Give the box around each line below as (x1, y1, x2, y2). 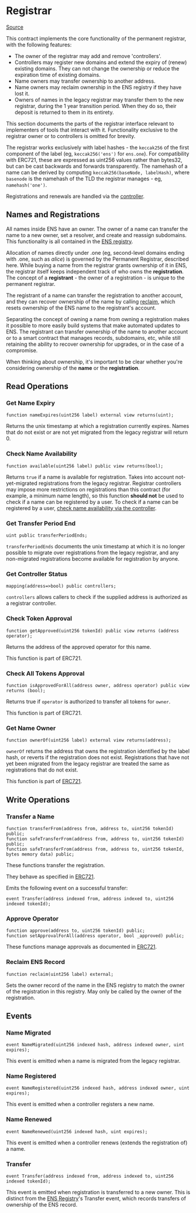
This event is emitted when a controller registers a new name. (6, 1101, 155, 1108)
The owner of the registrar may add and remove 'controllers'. (14, 52, 162, 59)
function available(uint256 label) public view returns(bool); (6, 463, 164, 469)
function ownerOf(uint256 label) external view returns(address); (6, 737, 171, 743)
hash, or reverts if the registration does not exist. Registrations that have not (6, 754, 190, 761)
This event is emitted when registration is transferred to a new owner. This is (6, 1189, 191, 1196)
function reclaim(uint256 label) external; (6, 971, 114, 977)
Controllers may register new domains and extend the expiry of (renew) (14, 59, 187, 66)
